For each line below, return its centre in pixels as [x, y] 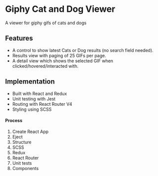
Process [14, 121]
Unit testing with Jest [34, 99]
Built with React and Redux [39, 93]
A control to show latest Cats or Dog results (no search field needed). [83, 50]
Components [25, 168]
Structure [22, 142]
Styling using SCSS [32, 109]
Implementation [30, 82]
